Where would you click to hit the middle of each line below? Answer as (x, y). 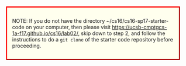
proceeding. (27, 46)
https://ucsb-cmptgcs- (139, 27)
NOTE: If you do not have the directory (58, 21)
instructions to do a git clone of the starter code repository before (92, 39)
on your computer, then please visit (68, 27)
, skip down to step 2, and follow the (122, 33)
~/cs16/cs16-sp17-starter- (137, 21)
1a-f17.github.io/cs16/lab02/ (45, 33)
